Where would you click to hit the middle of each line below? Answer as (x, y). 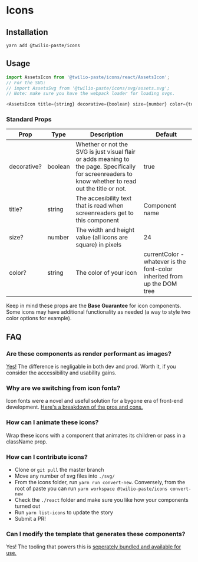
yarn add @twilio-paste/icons (43, 45)
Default (166, 134)
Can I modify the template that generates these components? (96, 534)
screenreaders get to (105, 213)
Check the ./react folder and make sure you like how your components (101, 500)
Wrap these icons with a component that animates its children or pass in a (96, 435)
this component (97, 221)
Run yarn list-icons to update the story (64, 512)
